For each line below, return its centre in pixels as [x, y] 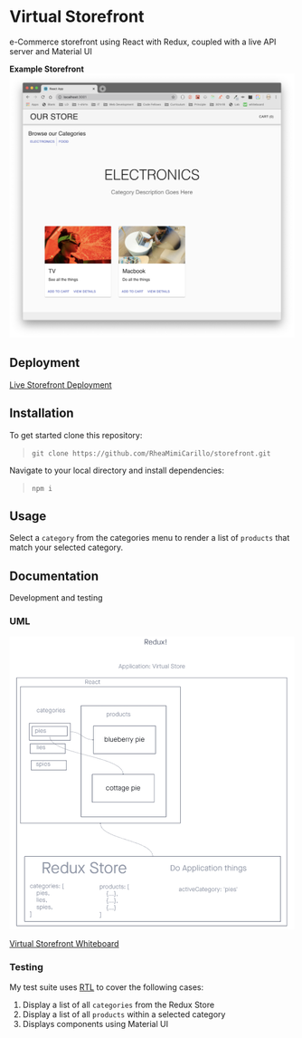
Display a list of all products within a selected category [124, 1014]
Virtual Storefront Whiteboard [64, 944]
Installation [42, 413]
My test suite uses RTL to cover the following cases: [107, 987]
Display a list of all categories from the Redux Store [118, 1004]
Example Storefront [47, 69]
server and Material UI [51, 51]
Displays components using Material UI [95, 1024]
